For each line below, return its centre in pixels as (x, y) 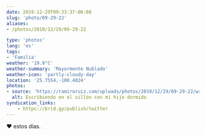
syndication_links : (31, 103)
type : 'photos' (26, 40)
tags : (13, 52)
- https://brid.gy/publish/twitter (63, 109)
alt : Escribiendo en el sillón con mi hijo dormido (79, 98)
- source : (19, 92)
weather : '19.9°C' (30, 63)
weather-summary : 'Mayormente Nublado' (57, 69)
